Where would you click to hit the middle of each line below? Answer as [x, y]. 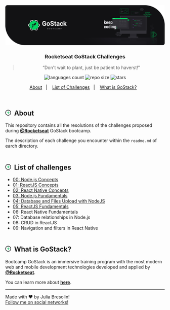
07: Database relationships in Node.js [51, 217]
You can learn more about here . [38, 282]
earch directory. [22, 146]
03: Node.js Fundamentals [40, 195]
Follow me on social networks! [37, 302]
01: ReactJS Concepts [36, 185]
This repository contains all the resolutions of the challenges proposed [79, 125]
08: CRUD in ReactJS [35, 222]
